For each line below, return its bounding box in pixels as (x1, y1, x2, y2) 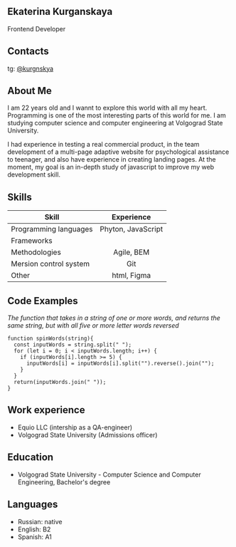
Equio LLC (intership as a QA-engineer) (17, 423, 133, 432)
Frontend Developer (7, 24, 66, 33)
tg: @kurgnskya (7, 64, 54, 73)
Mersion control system (11, 259, 90, 269)
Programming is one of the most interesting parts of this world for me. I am (7, 111, 226, 120)
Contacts (7, 46, 50, 58)
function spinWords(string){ (7, 335, 94, 343)
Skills (7, 191, 32, 203)
